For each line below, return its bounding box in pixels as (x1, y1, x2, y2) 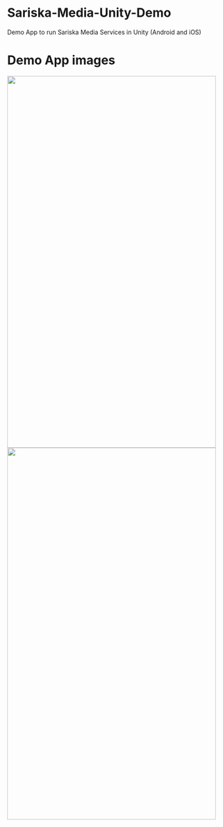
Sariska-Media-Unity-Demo (7, 5, 172, 21)
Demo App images (7, 52, 116, 68)
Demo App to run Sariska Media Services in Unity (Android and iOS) (7, 28, 201, 36)
